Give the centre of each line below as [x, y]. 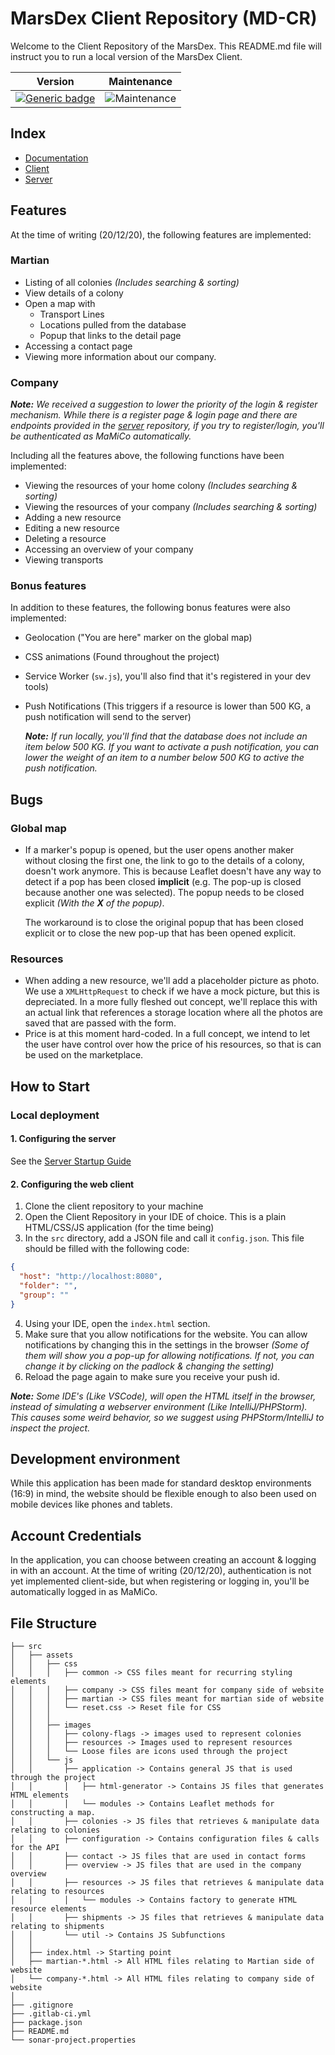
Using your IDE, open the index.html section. [117, 1323]
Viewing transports [64, 560]
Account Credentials [76, 1535]
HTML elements [40, 1795]
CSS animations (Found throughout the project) [122, 657]
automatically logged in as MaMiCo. [84, 1592]
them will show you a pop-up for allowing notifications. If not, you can [169, 1355]
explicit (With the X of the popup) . [94, 903]
